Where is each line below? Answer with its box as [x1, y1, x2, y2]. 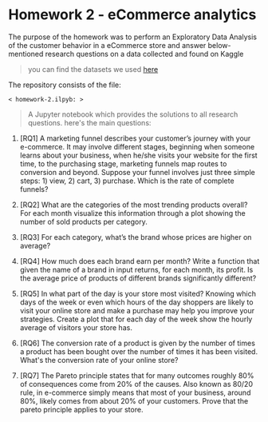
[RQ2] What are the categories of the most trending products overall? [19, 200, 248, 209]
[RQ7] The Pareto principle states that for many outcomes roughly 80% [19, 370, 254, 380]
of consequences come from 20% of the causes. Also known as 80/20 [19, 379, 254, 388]
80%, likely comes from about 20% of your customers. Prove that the [19, 396, 249, 405]
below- [207, 40, 231, 50]
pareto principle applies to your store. [19, 404, 144, 414]
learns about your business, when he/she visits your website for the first [19, 150, 258, 160]
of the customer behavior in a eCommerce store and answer [8, 40, 207, 50]
